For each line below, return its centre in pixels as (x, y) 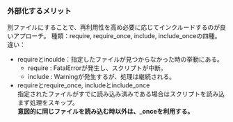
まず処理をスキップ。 (48, 103)
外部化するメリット (39, 10)
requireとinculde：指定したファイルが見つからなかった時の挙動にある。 (120, 60)
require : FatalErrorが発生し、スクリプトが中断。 (97, 68)
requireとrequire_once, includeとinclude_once (83, 85)
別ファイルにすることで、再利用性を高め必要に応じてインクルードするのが (114, 27)
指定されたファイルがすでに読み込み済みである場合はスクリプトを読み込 (121, 94)
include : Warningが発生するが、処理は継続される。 (102, 77)
